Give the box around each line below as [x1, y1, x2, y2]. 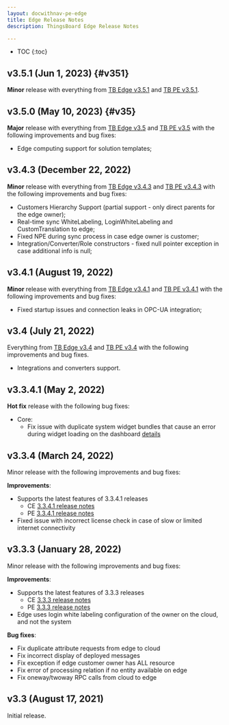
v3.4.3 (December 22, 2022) [7, 164, 131, 176]
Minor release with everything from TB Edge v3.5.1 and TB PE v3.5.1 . [7, 86, 200, 94]
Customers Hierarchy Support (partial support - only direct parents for [16, 203, 215, 211]
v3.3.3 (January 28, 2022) [7, 543, 122, 556]
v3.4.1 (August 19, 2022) [7, 267, 113, 278]
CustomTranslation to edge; [16, 224, 96, 233]
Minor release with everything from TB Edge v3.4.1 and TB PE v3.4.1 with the [7, 285, 223, 293]
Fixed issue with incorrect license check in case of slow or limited [16, 516, 202, 525]
